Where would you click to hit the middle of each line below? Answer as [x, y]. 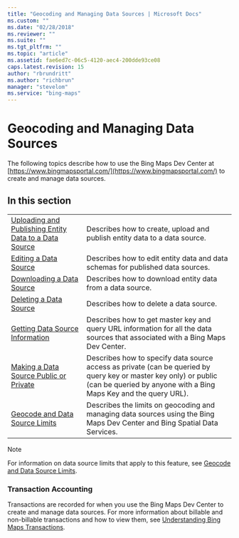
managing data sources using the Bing [150, 413]
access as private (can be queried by [149, 366]
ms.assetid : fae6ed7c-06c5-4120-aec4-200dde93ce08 [84, 60]
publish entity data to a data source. [146, 238]
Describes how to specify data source [150, 358]
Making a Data [35, 366]
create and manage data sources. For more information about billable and [115, 512]
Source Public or [39, 376]
